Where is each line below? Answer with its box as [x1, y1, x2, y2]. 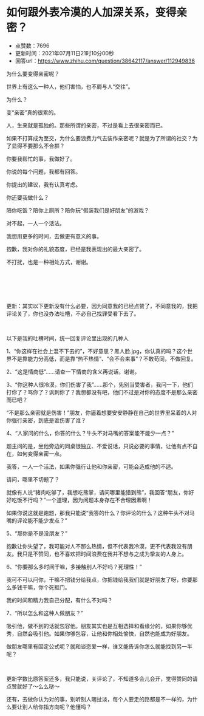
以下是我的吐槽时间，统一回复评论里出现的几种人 [6, 335, 129, 342]
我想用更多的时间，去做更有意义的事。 [6, 232, 102, 240]
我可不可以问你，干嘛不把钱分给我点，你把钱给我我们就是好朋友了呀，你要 [6, 576, 192, 583]
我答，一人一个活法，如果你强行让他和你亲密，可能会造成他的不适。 [6, 463, 177, 470]
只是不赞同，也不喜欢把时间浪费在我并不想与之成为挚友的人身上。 [22, 550, 187, 557]
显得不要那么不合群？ [11, 142, 65, 149]
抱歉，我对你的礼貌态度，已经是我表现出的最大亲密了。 [6, 245, 144, 253]
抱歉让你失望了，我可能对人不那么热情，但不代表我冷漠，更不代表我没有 [6, 542, 187, 550]
